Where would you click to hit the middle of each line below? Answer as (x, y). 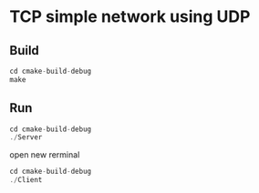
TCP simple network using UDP (130, 17)
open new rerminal (45, 155)
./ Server (26, 137)
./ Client (26, 180)
